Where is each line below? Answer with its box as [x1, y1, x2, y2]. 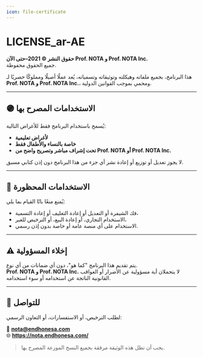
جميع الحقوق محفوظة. [6, 61, 57, 68]
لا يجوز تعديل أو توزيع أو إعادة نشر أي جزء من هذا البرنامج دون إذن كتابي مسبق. [6, 158, 184, 166]
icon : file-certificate [6, 8, 66, 15]
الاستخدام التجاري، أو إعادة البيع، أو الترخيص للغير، [14, 216, 127, 224]
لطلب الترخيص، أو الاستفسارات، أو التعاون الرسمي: [6, 314, 122, 321]
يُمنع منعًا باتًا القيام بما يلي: [6, 198, 65, 205]
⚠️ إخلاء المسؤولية [6, 245, 68, 256]
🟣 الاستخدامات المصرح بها [6, 103, 95, 114]
